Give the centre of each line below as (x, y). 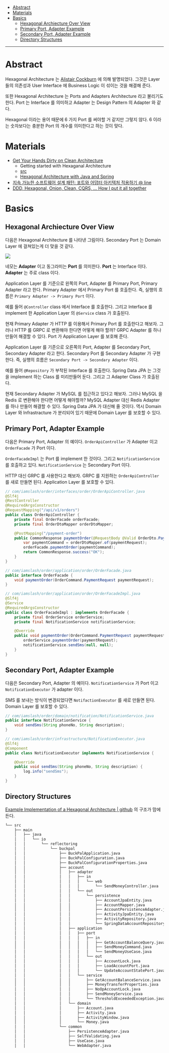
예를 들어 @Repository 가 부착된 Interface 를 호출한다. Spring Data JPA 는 (78, 370)
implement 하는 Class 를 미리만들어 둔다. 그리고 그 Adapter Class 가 (78, 376)
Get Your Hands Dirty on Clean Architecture (58, 160)
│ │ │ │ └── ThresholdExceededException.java (90, 999)
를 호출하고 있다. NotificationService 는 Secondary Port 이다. (68, 465)
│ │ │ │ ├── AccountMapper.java (79, 905)
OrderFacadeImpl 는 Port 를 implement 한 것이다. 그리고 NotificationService (82, 458)
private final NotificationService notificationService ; (75, 622)
